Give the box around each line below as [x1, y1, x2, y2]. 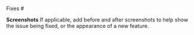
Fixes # [6, 5, 24, 12]
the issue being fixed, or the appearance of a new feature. [6, 23, 149, 29]
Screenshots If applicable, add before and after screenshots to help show [6, 16, 189, 23]
